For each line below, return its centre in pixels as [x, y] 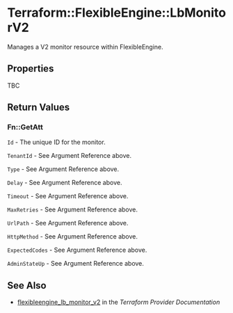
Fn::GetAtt [25, 127]
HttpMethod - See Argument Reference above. [72, 236]
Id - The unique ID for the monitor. [56, 142]
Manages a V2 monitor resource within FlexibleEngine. [85, 47]
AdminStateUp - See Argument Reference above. [76, 264]
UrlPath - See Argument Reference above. [68, 223]
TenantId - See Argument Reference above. [70, 156]
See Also [27, 286]
